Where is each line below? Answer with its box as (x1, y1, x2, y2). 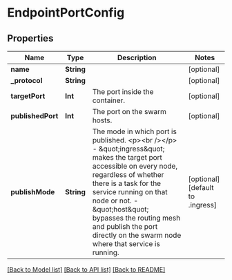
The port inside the (92, 87, 154, 96)
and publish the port (92, 222, 158, 231)
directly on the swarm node (92, 230, 182, 240)
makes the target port (92, 153, 162, 162)
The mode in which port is (92, 127, 177, 136)
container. (92, 95, 126, 105)
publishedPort (10, 111, 59, 120)
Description (117, 53, 157, 62)
